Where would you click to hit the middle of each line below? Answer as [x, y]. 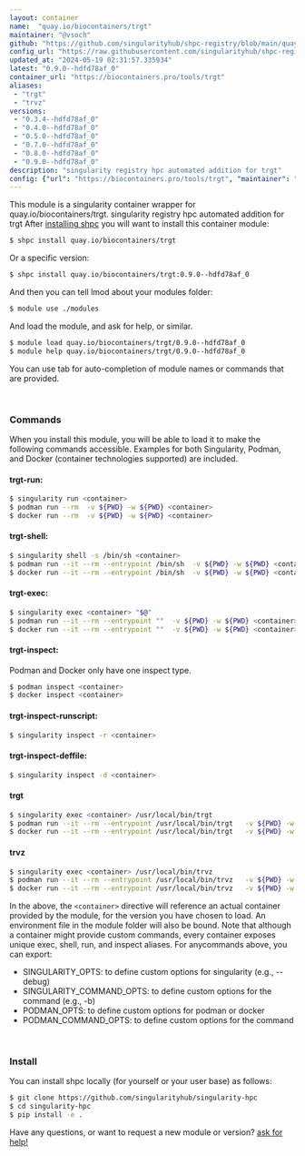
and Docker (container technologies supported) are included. [124, 458]
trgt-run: [26, 480]
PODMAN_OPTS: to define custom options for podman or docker [143, 1010]
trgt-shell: [29, 536]
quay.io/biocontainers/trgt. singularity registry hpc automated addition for [147, 214]
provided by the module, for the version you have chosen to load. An [138, 916]
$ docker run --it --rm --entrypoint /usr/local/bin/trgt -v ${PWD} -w [152, 832]
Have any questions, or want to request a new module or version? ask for [146, 1132]
